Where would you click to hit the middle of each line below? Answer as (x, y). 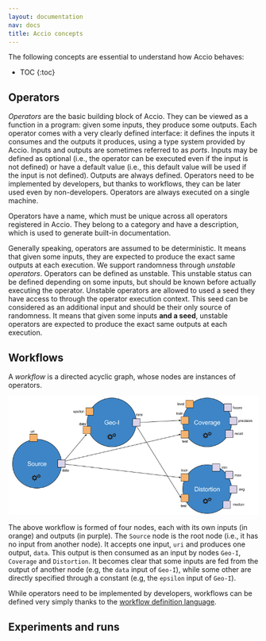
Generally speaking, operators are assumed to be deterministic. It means (127, 248)
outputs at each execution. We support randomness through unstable (122, 265)
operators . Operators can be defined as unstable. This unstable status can (130, 274)
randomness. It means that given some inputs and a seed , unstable (118, 316)
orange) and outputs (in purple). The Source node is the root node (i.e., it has (133, 536)
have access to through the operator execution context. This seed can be (128, 299)
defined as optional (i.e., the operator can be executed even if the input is (128, 159)
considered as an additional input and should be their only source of (120, 307)
